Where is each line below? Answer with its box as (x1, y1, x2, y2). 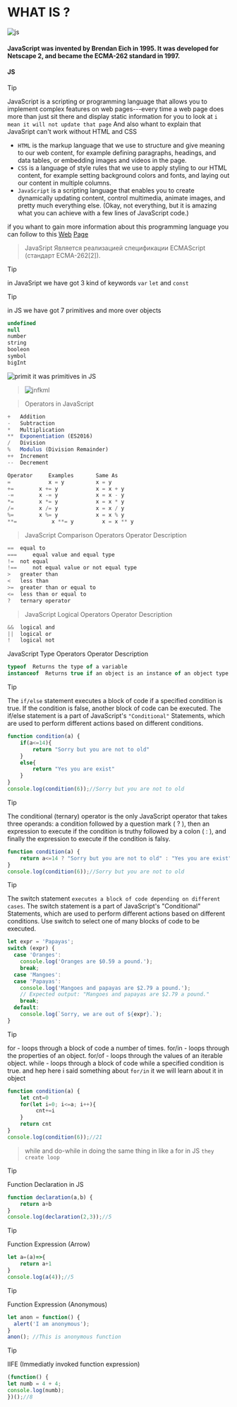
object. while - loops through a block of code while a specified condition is (7, 1059, 224, 1067)
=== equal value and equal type (7, 551, 115, 558)
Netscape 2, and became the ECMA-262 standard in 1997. (7, 51, 181, 60)
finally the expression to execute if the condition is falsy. (7, 834, 171, 843)
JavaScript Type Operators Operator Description (7, 649, 149, 659)
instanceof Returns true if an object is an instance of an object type (7, 670, 229, 677)
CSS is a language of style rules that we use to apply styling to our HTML (17, 164, 228, 172)
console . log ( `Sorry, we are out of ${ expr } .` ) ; (20, 1010, 162, 1018)
